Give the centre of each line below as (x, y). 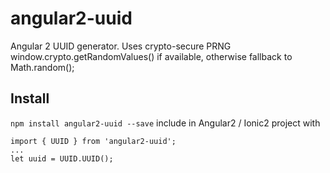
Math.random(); (42, 67)
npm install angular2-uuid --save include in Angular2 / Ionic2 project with (165, 123)
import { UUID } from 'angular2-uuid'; (93, 141)
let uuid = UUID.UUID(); (62, 158)
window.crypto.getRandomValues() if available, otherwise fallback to (151, 56)
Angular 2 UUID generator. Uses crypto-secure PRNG (121, 46)
